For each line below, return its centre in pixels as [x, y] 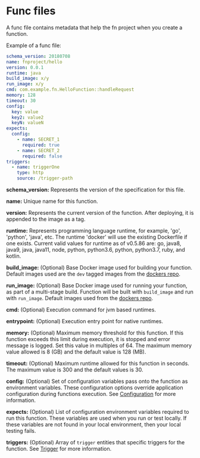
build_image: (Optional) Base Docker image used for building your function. [99, 268]
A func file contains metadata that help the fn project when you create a [94, 27]
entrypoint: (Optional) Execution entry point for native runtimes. [85, 321]
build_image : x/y [28, 79]
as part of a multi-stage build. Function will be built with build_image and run [100, 292]
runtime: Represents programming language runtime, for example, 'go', [94, 231]
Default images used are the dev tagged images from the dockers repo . [93, 274]
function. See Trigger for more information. [59, 449]
